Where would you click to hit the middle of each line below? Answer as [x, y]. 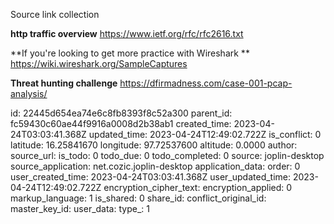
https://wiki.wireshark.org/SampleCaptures [99, 63]
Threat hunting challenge [64, 83]
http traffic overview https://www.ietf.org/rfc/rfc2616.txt [127, 33]
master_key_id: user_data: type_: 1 [80, 208]
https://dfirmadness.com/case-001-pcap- [206, 83]
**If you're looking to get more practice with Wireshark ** [130, 53]
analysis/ [29, 93]
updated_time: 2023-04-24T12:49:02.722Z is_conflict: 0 [205, 134]
